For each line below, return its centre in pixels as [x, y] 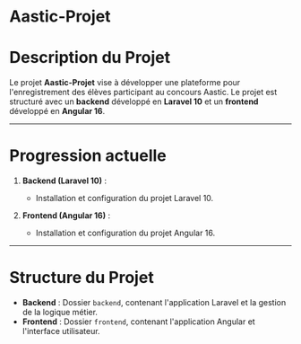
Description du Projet [90, 58]
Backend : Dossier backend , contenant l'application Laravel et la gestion [154, 302]
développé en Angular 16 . [57, 111]
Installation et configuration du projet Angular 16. [125, 233]
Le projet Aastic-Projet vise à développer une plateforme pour [125, 83]
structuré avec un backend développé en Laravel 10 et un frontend [134, 101]
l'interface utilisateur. [61, 331]
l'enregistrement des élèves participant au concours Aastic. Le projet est [143, 93]
